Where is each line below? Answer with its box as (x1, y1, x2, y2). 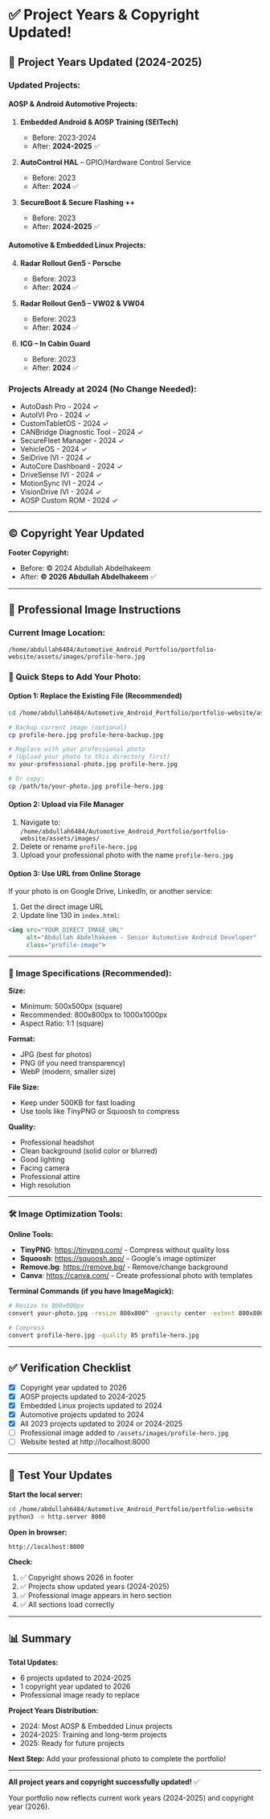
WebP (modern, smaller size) (19, 1067, 117, 1076)
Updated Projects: (8, 79, 81, 90)
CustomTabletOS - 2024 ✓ (19, 419, 109, 428)
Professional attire (19, 1172, 80, 1182)
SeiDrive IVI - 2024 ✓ (19, 453, 92, 463)
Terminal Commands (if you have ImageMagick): (8, 1286, 174, 1296)
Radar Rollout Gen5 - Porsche (19, 258, 121, 268)
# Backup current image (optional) (8, 723, 128, 731)
